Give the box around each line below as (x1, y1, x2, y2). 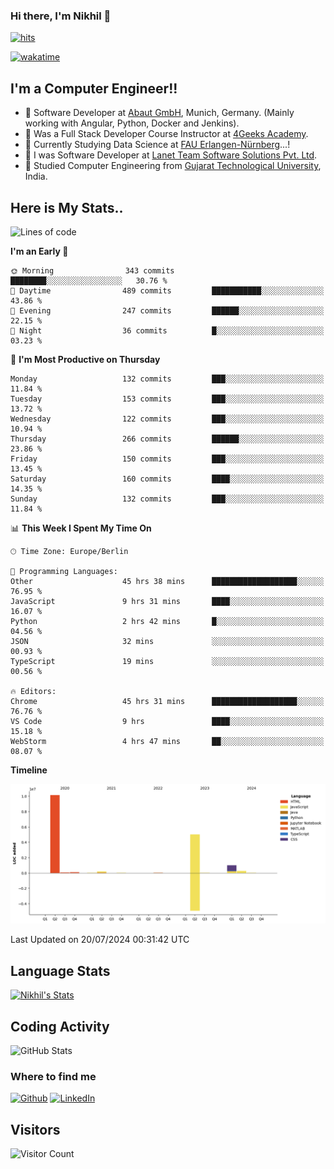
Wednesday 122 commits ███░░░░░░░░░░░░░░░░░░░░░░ (10, 414, 325, 424)
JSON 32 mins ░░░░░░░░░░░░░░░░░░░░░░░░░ (10, 636, 325, 646)
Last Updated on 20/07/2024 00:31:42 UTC (10, 934, 190, 946)
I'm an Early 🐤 (10, 245, 69, 257)
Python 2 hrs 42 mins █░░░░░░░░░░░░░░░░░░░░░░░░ (10, 616, 325, 626)
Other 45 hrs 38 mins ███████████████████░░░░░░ (10, 576, 325, 586)
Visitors (10, 1121, 61, 1138)
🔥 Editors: (10, 686, 57, 696)
